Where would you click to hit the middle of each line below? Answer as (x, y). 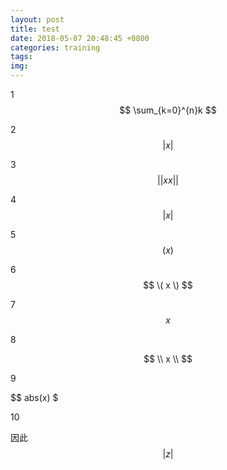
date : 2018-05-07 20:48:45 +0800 (80, 38)
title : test (35, 29)
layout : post (37, 19)
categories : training (55, 47)
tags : (21, 57)
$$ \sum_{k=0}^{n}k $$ (168, 110)
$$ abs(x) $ (34, 397)
